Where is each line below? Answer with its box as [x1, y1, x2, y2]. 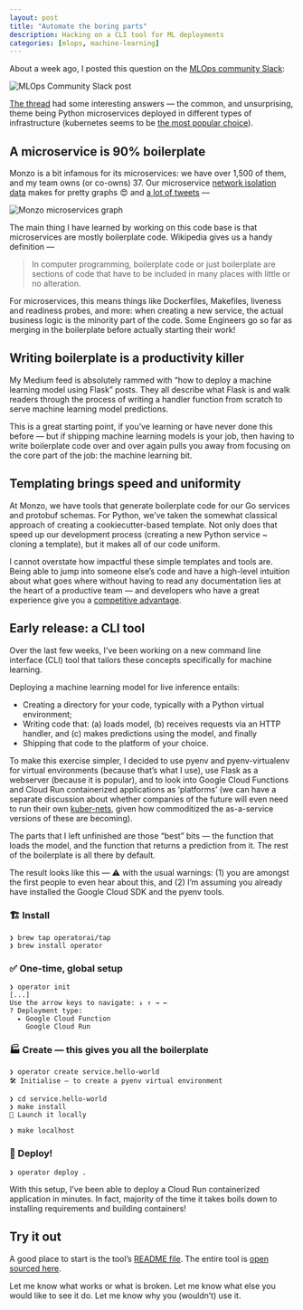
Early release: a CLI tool [9, 621, 146, 636]
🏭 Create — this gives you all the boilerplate [9, 1044, 210, 1057]
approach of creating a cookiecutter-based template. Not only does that [9, 519, 278, 530]
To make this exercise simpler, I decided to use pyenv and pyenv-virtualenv [9, 755, 290, 765]
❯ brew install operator [9, 941, 103, 950]
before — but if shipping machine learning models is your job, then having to [9, 431, 295, 441]
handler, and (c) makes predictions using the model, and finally [22, 727, 258, 738]
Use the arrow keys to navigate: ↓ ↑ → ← [9, 999, 168, 1008]
